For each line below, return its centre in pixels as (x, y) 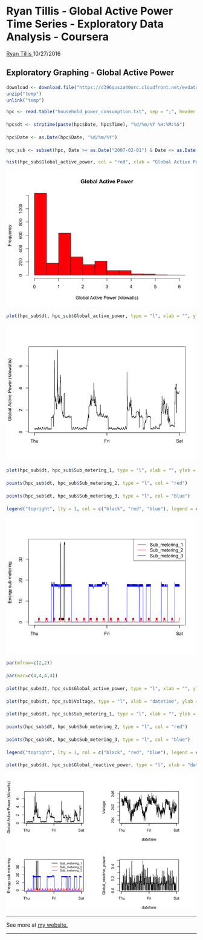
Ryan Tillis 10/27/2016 (34, 53)
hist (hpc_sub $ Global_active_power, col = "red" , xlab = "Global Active (98, 162)
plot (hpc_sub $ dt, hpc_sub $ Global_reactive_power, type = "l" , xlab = (96, 765)
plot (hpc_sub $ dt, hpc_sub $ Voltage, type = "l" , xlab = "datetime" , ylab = (102, 701)
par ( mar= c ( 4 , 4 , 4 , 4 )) (32, 676)
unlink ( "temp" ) (25, 100)
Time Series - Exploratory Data (85, 24)
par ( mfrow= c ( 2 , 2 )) (29, 663)
